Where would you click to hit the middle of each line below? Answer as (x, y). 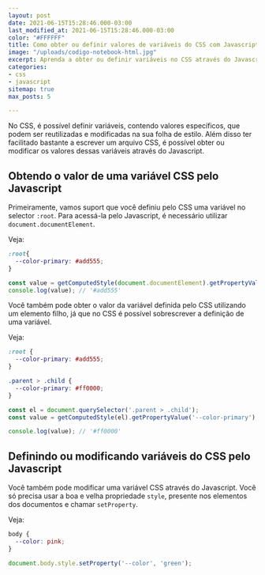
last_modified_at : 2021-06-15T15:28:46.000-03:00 (91, 30)
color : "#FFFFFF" (37, 38)
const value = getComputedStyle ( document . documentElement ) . (109, 283)
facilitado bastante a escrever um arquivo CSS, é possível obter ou (116, 142)
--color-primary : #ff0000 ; (60, 388)
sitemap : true (32, 89)
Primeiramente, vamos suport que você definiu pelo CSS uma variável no (127, 207)
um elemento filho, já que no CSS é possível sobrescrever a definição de (126, 314)
